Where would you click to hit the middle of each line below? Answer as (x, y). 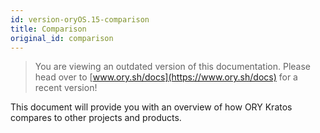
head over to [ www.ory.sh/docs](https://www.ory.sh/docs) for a (166, 77)
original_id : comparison (62, 38)
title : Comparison (48, 29)
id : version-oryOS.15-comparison (80, 19)
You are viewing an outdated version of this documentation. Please (172, 67)
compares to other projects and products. (96, 118)
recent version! (66, 88)
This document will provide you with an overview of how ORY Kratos (151, 107)
